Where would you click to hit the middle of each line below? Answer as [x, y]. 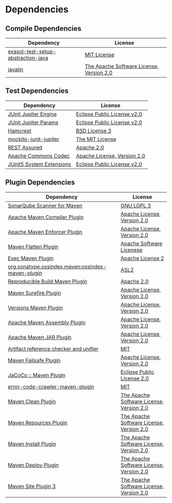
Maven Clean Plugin [32, 401]
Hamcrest [20, 131]
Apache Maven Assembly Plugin [47, 322]
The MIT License [96, 139]
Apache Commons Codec [39, 156]
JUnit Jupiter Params [33, 122]
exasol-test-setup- [32, 51]
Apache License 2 [142, 258]
